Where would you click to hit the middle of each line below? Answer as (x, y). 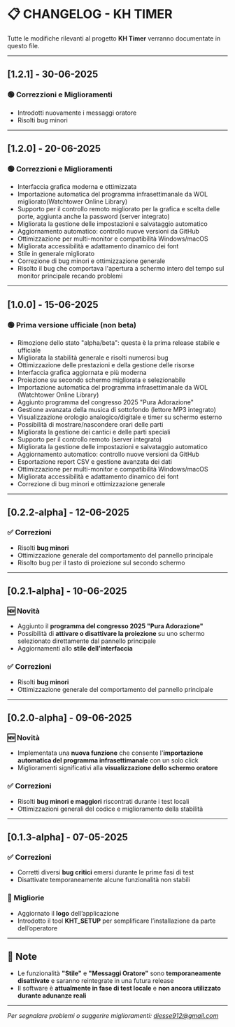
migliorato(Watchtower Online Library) (72, 201)
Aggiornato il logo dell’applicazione (68, 913)
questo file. (23, 45)
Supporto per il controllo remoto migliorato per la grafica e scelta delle (119, 209)
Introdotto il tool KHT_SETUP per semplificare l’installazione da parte (116, 921)
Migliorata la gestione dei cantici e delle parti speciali (94, 432)
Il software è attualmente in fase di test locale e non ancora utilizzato (119, 989)
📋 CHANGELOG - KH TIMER (90, 14)
